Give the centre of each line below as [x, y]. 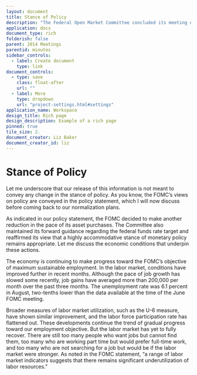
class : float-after [40, 83]
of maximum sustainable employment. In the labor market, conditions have [96, 267]
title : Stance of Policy [36, 17]
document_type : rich [31, 34]
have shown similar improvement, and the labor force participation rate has [97, 316]
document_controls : [30, 72]
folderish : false [27, 39]
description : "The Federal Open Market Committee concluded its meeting [97, 22]
